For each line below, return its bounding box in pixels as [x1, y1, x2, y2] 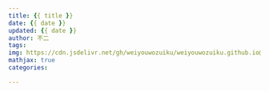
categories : [8, 64, 48, 72]
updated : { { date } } [8, 26, 78, 34]
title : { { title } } [8, 11, 74, 20]
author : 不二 [8, 34, 50, 42]
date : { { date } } [8, 19, 66, 27]
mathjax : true [8, 57, 56, 65]
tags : [8, 42, 26, 49]
